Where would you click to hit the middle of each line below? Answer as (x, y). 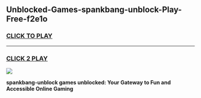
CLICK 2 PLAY (27, 58)
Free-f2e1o (27, 19)
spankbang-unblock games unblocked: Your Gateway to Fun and (89, 82)
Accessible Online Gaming (40, 88)
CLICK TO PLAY (29, 36)
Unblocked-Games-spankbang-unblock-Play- (94, 10)
